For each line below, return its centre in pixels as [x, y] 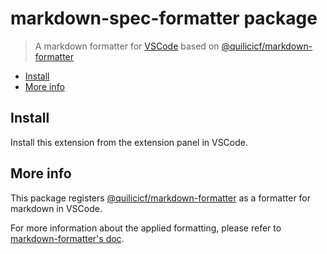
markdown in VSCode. [56, 208]
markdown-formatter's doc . [67, 238]
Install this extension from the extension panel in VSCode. [129, 142]
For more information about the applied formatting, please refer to [146, 228]
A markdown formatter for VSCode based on [127, 46]
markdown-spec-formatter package [164, 18]
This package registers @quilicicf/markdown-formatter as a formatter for [161, 198]
